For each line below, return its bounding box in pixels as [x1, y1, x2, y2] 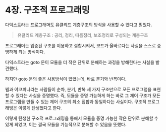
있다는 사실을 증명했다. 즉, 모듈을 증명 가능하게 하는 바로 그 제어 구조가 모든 [15, 92, 161, 99]
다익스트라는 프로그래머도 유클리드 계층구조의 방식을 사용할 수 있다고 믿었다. [5, 22, 152, 28]
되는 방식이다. [18, 49, 45, 55]
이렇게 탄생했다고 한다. [18, 104, 62, 111]
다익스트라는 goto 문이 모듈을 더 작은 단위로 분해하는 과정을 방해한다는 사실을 [5, 59, 155, 65]
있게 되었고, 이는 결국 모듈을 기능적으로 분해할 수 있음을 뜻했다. [5, 121, 127, 127]
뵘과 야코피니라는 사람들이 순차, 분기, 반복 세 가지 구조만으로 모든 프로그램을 [5, 86, 152, 92]
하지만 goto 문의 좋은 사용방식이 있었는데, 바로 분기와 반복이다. [5, 76, 127, 82]
